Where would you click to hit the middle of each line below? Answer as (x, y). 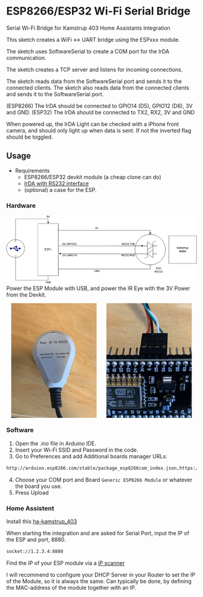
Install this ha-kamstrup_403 (42, 521)
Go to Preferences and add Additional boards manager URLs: (91, 456)
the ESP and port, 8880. (36, 539)
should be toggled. (30, 137)
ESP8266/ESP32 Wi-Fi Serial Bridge (98, 11)
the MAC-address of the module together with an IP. (71, 587)
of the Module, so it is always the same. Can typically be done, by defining (99, 581)
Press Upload (32, 492)
